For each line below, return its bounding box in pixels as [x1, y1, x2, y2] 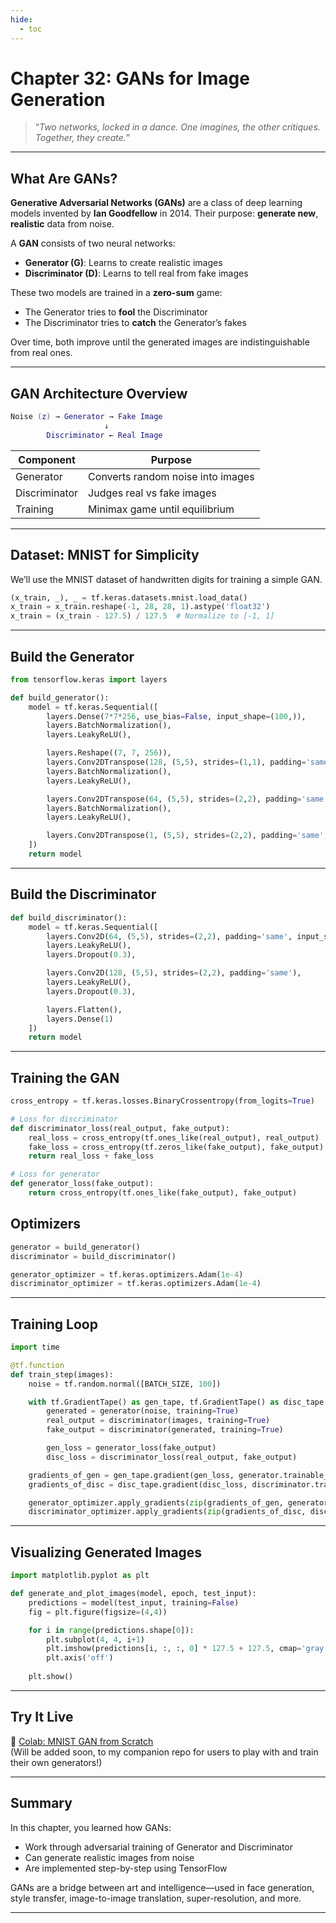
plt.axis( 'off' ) [46, 1653, 114, 1663]
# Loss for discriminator [10, 1114, 118, 1124]
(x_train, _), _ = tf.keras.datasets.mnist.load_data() [10, 592, 248, 603]
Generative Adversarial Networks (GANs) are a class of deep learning [10, 197, 303, 209]
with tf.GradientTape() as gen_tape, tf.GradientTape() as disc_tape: [28, 1397, 329, 1407]
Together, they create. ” [34, 132, 130, 144]
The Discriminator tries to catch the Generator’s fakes [24, 317, 247, 329]
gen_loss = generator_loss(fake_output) [46, 1443, 217, 1453]
